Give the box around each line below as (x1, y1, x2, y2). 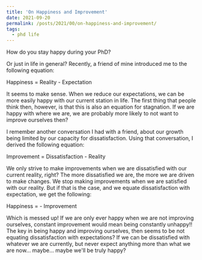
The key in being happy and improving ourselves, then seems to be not (6, 227, 185, 235)
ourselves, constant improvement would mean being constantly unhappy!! (6, 221, 193, 228)
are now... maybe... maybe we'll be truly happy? (6, 247, 126, 254)
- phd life (12, 32, 40, 38)
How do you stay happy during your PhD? (6, 48, 111, 56)
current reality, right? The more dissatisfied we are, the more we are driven (6, 172, 195, 179)
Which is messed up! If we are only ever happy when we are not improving (6, 214, 194, 222)
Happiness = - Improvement (6, 203, 78, 210)
